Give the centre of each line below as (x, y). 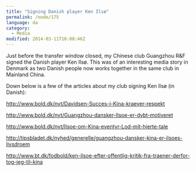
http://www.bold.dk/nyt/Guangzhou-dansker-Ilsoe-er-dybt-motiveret (90, 115)
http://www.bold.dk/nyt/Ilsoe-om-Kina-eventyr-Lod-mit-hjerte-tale (87, 126)
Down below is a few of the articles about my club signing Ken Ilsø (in (90, 86)
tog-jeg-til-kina (24, 162)
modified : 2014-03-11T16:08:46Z (46, 39)
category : (18, 28)
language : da (22, 22)
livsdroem (18, 144)
